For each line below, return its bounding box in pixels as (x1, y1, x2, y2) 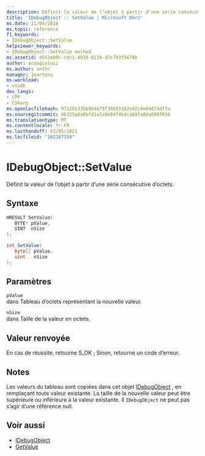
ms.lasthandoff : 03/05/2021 (6, 128, 78, 134)
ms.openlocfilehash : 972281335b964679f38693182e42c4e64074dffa (6, 105, 171, 112)
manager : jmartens (6, 72, 53, 78)
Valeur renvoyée (6, 333, 70, 343)
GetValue (15, 443, 38, 450)
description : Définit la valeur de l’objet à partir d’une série (6, 9, 176, 15)
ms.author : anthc (6, 65, 51, 72)
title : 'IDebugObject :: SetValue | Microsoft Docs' (6, 15, 143, 21)
